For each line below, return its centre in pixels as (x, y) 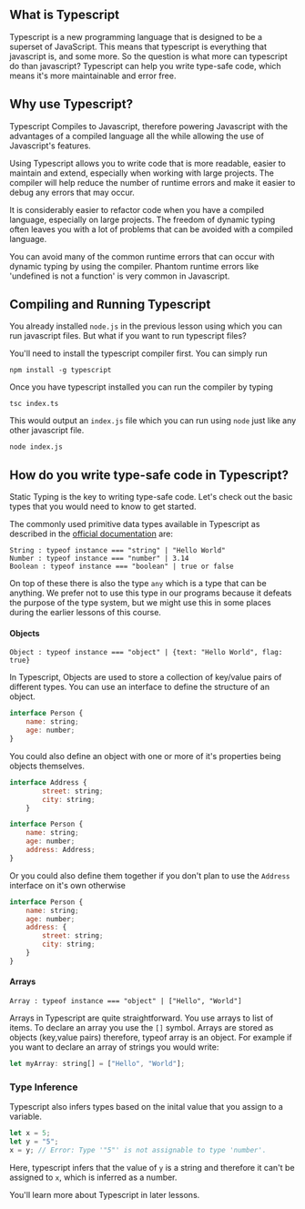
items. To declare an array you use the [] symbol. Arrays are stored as (142, 1028)
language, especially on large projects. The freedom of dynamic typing (142, 219)
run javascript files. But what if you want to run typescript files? (128, 336)
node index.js (36, 447)
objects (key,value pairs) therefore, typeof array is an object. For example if (151, 1038)
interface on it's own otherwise (67, 885)
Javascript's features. (50, 146)
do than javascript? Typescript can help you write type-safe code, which (146, 66)
